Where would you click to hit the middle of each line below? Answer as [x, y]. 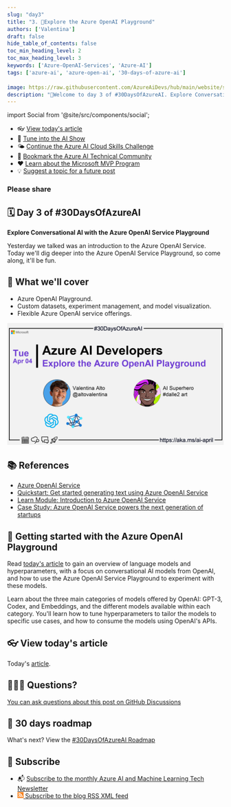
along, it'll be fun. [32, 260]
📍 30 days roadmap [50, 723]
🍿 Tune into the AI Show [51, 139]
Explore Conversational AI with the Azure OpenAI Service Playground [108, 232]
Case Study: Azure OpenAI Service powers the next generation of [110, 507]
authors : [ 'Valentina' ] [41, 29]
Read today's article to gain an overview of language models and [99, 563]
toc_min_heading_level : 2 [44, 51]
